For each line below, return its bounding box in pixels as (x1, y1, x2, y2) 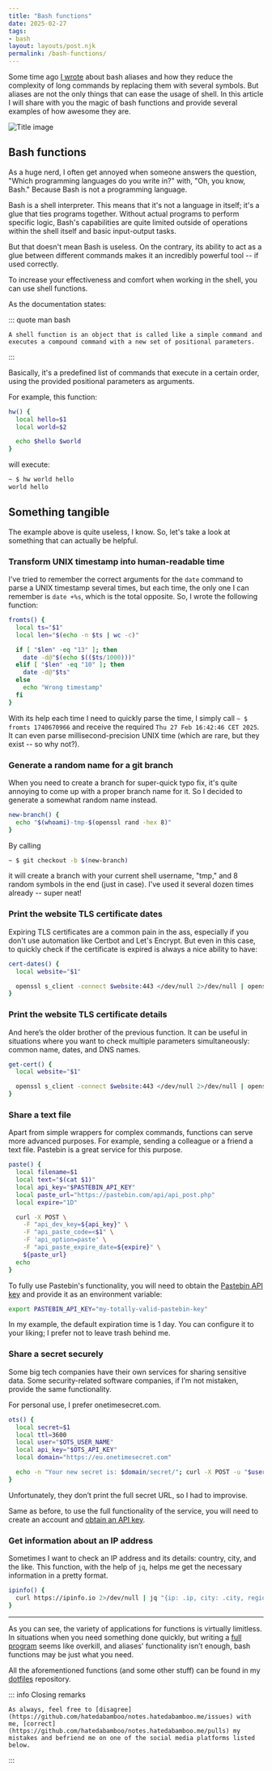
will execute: (8, 460, 50, 469)
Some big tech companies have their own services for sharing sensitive (8, 1367, 247, 1376)
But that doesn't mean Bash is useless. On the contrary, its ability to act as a (8, 241, 262, 252)
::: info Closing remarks (8, 1690, 87, 1700)
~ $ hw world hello (8, 476, 74, 484)
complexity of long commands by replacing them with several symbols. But (8, 80, 259, 90)
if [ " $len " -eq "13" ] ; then (15, 646, 117, 654)
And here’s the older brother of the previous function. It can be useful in (8, 1027, 248, 1037)
